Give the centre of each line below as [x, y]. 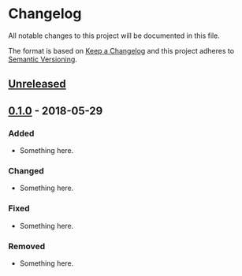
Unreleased [37, 84]
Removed [27, 246]
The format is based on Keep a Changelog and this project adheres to [121, 50]
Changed [26, 170]
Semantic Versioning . [43, 59]
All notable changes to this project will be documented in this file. [114, 35]
